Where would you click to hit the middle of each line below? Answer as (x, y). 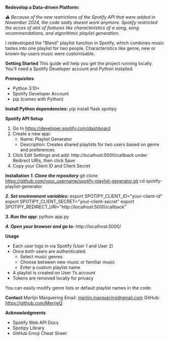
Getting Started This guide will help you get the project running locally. (79, 63)
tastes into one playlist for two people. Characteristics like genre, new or (80, 48)
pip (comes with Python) (38, 99)
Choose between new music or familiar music (67, 262)
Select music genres (41, 257)
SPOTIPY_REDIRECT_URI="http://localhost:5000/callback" (66, 207)
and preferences (37, 150)
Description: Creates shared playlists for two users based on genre (90, 144)
